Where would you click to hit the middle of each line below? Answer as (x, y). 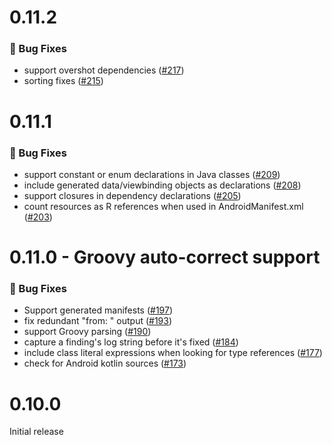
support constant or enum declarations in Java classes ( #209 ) (152, 174)
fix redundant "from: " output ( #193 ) (98, 321)
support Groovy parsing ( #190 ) (87, 332)
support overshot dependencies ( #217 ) (104, 70)
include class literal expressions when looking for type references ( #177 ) (173, 353)
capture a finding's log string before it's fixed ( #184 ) (131, 342)
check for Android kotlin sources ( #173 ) (105, 363)
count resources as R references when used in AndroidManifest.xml (163, 206)
